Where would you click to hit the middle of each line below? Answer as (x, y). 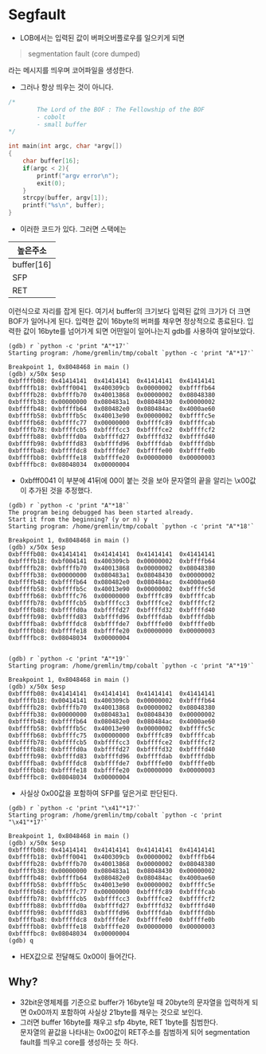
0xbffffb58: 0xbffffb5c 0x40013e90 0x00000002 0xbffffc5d (112, 590)
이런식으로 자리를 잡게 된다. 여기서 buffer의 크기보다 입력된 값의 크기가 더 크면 (129, 311)
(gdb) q (21, 941)
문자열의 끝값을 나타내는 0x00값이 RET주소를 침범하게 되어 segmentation (135, 1032)
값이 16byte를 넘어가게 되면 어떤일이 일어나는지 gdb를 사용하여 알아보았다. (139, 331)
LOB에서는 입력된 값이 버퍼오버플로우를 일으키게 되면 (102, 37)
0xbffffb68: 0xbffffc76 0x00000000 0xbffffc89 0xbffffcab (112, 596)
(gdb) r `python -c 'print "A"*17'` (69, 347)
